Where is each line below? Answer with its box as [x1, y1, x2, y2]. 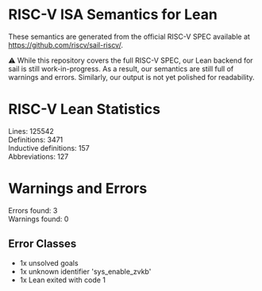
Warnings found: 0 [8, 214, 69, 224]
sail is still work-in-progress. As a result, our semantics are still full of [8, 63, 234, 73]
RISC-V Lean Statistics [8, 101, 161, 118]
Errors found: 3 [8, 205, 58, 215]
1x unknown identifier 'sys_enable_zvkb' [19, 266, 152, 276]
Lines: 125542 [8, 126, 54, 136]
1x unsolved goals [19, 258, 79, 267]
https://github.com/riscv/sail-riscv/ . [8, 40, 123, 49]
